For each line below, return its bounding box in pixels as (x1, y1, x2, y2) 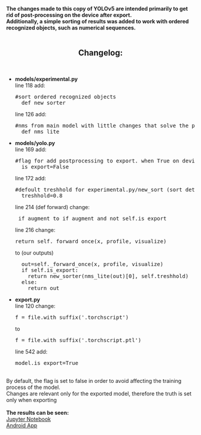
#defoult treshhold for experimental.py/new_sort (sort (14, 186, 182, 193)
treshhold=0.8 (21, 192, 63, 199)
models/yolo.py (14, 139, 56, 146)
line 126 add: (14, 110, 47, 117)
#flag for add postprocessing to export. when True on (14, 157, 179, 164)
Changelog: (78, 48, 123, 58)
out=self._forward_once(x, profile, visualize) (21, 261, 163, 267)
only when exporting (6, 396, 57, 403)
